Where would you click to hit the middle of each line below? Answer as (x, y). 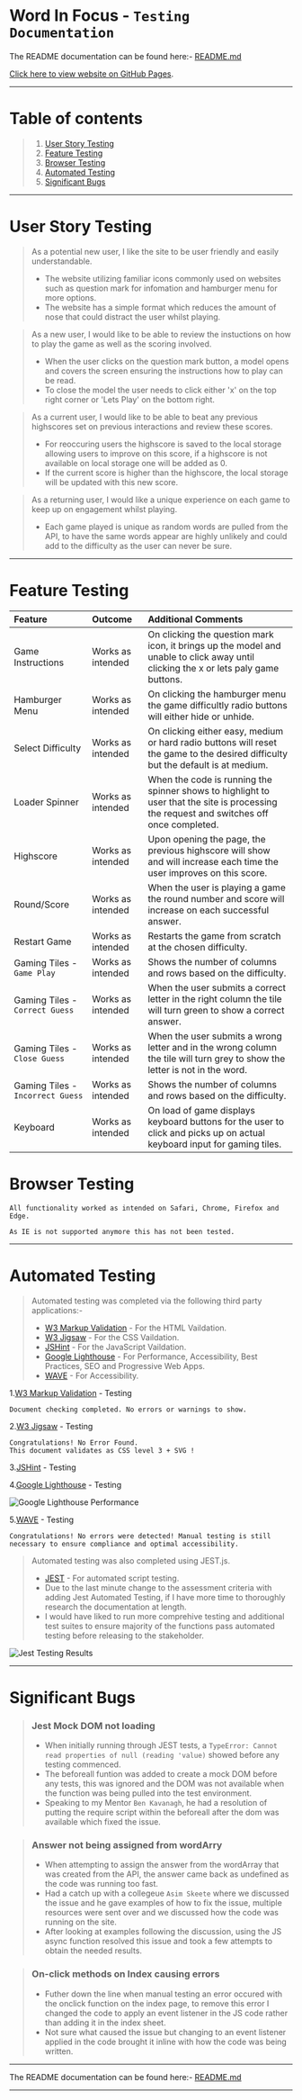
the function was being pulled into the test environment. (148, 1793)
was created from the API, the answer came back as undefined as (167, 1874)
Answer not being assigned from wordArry (127, 1845)
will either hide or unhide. (201, 717)
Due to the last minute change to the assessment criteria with (158, 1587)
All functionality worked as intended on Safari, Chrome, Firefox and (144, 1208)
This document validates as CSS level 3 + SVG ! (102, 1450)
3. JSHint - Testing (43, 1467)
